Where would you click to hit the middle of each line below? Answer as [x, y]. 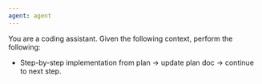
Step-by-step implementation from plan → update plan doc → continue [137, 62]
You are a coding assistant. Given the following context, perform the [121, 38]
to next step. [40, 71]
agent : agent [30, 16]
